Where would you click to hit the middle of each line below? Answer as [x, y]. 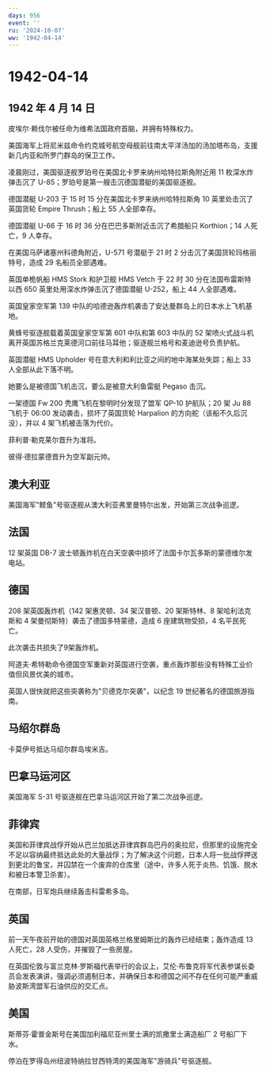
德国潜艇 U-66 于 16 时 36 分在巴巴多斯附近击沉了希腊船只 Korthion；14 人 [129, 226]
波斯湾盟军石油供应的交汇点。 [63, 986]
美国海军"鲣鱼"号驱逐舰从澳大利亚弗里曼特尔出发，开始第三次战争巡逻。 [126, 505]
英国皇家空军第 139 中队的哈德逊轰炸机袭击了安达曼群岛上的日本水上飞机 [127, 306]
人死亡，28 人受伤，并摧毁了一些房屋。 [72, 949]
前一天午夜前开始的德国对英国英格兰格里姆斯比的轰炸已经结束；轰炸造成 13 [131, 939]
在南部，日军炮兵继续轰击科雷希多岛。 [70, 891]
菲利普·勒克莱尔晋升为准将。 [55, 440]
